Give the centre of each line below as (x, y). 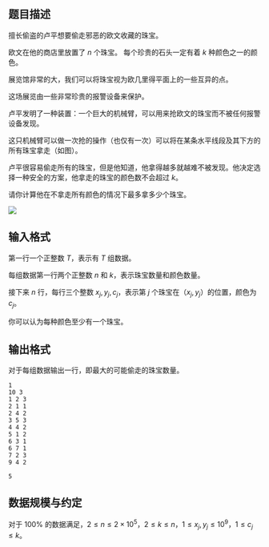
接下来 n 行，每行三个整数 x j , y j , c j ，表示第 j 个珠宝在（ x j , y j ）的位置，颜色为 (132, 293)
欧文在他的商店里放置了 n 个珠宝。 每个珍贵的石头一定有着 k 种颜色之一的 (129, 52)
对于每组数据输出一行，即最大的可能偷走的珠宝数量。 (96, 370)
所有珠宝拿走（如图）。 (45, 150)
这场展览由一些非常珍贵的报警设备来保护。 (78, 96)
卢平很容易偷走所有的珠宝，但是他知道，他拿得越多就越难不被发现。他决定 (131, 167)
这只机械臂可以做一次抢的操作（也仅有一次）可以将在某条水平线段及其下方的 (134, 140)
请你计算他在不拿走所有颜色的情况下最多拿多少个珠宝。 (99, 194)
